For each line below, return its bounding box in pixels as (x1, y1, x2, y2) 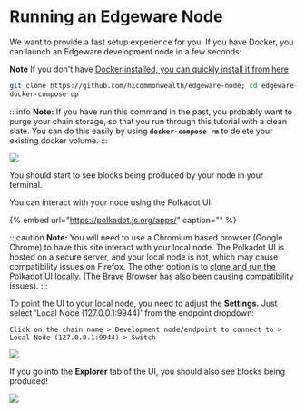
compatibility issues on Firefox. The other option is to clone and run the (9, 260, 277, 271)
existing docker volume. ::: (9, 134, 108, 146)
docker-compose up (9, 89, 79, 99)
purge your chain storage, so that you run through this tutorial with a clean (9, 115, 288, 126)
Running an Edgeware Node (9, 6, 223, 27)
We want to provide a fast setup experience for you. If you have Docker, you (9, 36, 294, 47)
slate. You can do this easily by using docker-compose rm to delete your (9, 125, 273, 136)
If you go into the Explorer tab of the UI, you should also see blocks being (9, 366, 286, 377)
